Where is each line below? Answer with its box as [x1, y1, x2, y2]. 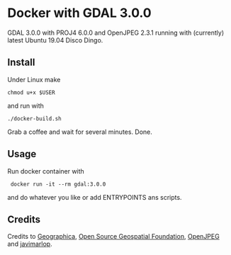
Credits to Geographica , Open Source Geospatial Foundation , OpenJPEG [7, 232, 220, 241]
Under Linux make [7, 75, 61, 84]
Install [7, 57, 35, 69]
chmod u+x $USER [7, 89, 55, 96]
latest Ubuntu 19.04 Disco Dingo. [7, 35, 103, 44]
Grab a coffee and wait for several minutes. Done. [7, 127, 152, 136]
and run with [7, 101, 45, 110]
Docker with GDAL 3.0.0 [7, 5, 152, 21]
